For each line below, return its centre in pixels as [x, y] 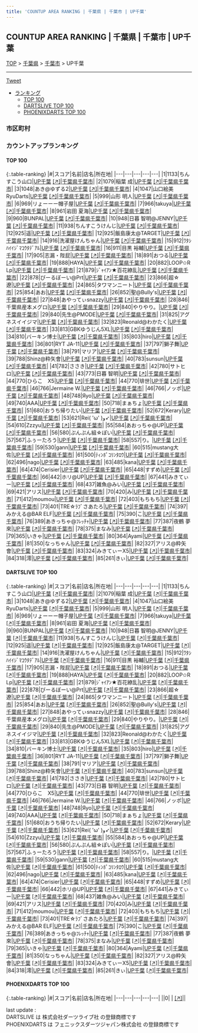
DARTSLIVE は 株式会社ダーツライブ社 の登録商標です [71, 1016]
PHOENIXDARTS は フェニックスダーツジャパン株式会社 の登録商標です [93, 1024]
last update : [21, 1010]
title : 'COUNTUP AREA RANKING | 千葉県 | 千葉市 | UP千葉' [77, 12]
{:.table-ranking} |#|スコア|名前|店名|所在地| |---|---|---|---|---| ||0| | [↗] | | [96, 998]
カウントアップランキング [42, 146]
